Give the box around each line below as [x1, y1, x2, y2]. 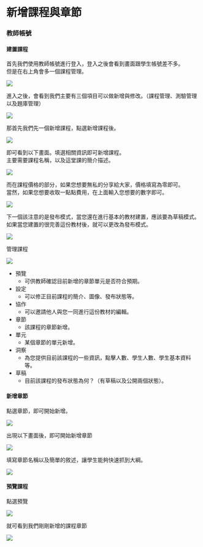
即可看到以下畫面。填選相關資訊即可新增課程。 [6, 149, 124, 156]
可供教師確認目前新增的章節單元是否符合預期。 [24, 277, 143, 285]
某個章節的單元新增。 [24, 339, 79, 346]
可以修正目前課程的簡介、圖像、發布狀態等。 [24, 293, 138, 300]
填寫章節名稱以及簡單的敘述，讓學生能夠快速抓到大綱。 [6, 456, 146, 463]
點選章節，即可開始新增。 [6, 407, 71, 414]
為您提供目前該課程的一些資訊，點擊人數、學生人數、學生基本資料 [24, 354, 191, 361]
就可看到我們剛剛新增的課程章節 [6, 522, 87, 529]
